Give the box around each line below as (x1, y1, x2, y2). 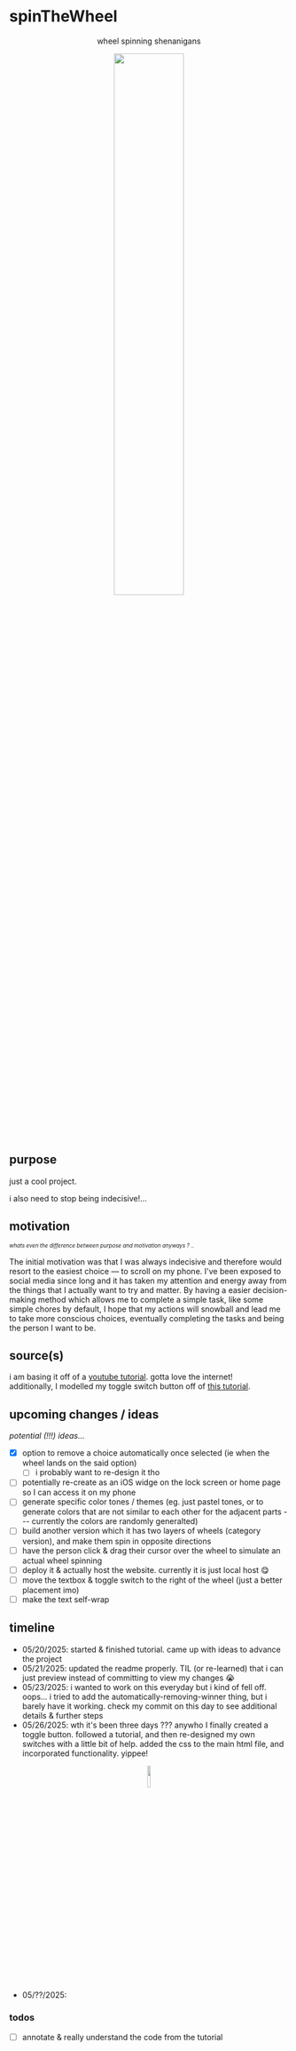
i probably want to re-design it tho (35, 1467, 160, 1478)
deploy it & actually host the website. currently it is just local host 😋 (21, 1564, 269, 1575)
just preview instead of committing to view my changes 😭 (21, 1672, 235, 1683)
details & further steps (21, 1710, 104, 1720)
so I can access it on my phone (21, 1487, 136, 1498)
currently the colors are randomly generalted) (31, 1516, 199, 1527)
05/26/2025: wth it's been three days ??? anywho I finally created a (21, 1720, 269, 1730)
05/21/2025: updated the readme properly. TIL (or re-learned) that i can (21, 1663, 284, 1673)
